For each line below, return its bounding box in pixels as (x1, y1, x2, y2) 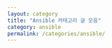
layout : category (7, 10, 58, 18)
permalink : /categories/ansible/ (7, 30, 106, 37)
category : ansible (7, 23, 61, 30)
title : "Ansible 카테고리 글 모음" (7, 17, 101, 24)
